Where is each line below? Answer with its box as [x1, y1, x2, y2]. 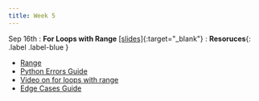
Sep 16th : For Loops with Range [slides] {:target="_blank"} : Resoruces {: [8, 34, 252, 43]
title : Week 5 [8, 11, 56, 20]
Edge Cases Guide [19, 83, 82, 93]
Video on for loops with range [19, 75, 119, 84]
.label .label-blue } [8, 42, 69, 52]
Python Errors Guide [19, 66, 88, 76]
